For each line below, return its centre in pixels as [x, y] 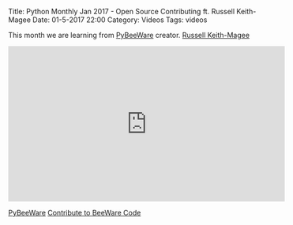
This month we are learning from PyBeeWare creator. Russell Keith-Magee [129, 35]
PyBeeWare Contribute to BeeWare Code [75, 213]
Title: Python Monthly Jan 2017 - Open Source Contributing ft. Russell [122, 11]
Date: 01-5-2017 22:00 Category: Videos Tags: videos [120, 20]
